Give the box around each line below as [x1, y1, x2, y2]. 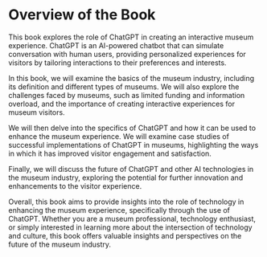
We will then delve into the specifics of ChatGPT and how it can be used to [8, 123, 256, 133]
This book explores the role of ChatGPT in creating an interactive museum [8, 32, 254, 42]
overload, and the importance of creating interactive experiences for [8, 99, 236, 108]
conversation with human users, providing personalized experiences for [8, 49, 247, 59]
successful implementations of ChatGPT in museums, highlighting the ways [8, 140, 259, 149]
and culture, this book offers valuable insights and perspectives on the [8, 230, 242, 240]
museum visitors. [8, 107, 66, 117]
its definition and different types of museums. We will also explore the [8, 82, 240, 92]
